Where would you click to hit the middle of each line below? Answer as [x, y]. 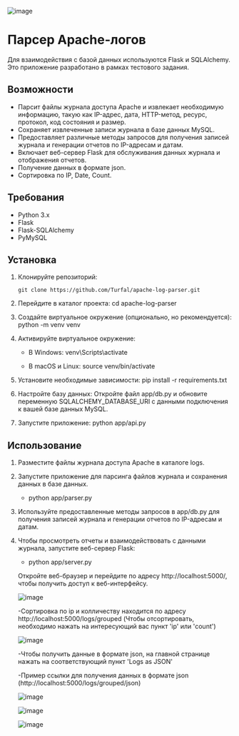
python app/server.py [60, 562]
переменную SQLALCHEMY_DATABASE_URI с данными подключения [123, 402]
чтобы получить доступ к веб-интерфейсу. [83, 584]
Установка [32, 259]
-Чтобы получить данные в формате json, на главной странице [114, 654]
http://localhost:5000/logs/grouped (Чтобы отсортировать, [106, 619]
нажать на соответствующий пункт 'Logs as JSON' [95, 662]
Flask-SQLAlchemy [46, 230]
